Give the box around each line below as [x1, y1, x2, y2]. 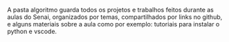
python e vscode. [7, 27, 57, 35]
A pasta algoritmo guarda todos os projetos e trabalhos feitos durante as [7, 6, 214, 14]
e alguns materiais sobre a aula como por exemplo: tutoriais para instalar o [7, 20, 220, 28]
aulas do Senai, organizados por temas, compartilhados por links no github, [7, 13, 223, 21]
